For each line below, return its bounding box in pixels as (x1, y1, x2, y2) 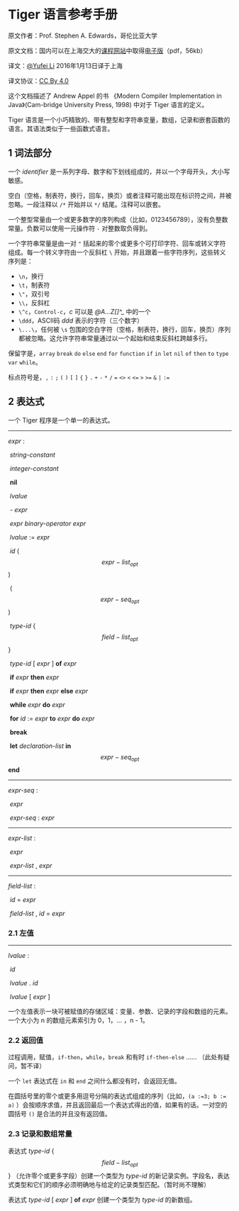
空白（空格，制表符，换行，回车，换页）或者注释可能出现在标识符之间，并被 (8, 191, 232, 199)
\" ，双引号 (18, 289, 50, 298)
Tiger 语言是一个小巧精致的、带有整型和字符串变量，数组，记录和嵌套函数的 (8, 115, 230, 124)
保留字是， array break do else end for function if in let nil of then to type (8, 349, 229, 357)
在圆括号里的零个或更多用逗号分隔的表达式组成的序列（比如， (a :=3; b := (8, 1092, 226, 1100)
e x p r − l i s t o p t (101, 557, 139, 568)
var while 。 (8, 357, 42, 366)
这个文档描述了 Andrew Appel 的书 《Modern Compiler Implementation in (8, 91, 222, 100)
